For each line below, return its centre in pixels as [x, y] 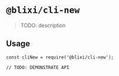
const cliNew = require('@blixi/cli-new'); [60, 57]
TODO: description [43, 25]
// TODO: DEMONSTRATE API [38, 67]
